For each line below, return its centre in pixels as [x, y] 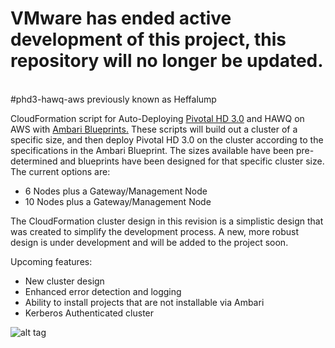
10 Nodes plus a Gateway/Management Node [118, 201]
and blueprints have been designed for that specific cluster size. [192, 161]
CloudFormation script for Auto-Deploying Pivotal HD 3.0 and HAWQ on [157, 118]
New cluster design [64, 281]
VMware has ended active [121, 18]
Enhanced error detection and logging [103, 291]
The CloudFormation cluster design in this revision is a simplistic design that [167, 221]
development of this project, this [148, 39]
